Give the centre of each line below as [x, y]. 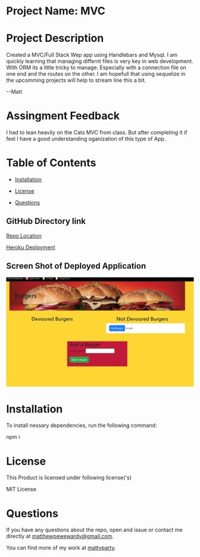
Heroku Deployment [31, 247]
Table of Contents [51, 163]
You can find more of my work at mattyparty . [61, 548]
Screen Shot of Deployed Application [76, 266]
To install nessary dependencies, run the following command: [82, 426]
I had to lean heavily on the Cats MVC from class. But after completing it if [97, 133]
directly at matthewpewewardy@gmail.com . [60, 536]
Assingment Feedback [63, 116]
